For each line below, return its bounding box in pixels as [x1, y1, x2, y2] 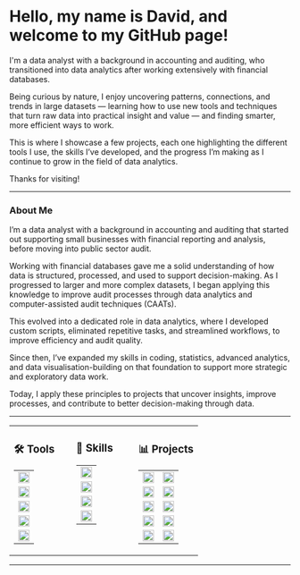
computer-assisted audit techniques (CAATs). [9, 299, 177, 309]
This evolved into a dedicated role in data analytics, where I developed [9, 316, 269, 327]
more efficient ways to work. [9, 119, 114, 131]
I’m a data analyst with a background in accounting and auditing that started [9, 224, 289, 235]
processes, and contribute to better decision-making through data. [9, 398, 254, 409]
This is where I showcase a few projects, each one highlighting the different [9, 137, 287, 148]
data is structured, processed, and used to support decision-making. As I [9, 270, 279, 281]
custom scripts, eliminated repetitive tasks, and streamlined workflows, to [9, 326, 280, 336]
